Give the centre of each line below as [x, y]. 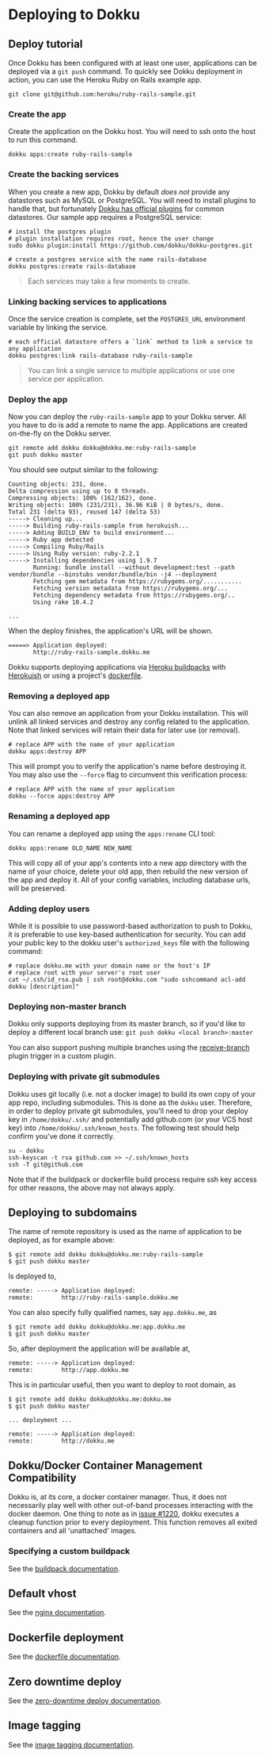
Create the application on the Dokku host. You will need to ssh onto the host [132, 132]
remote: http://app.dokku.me [68, 1371]
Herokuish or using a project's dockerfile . [76, 675]
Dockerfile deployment [66, 1638]
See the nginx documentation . [57, 1613]
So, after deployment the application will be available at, [99, 1349]
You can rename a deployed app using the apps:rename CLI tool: [112, 833]
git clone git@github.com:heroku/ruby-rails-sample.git [102, 94]
